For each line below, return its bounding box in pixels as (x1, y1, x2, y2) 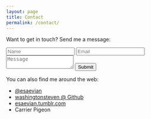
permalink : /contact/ (6, 20, 60, 25)
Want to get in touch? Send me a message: (6, 36, 111, 43)
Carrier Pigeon (14, 106, 51, 113)
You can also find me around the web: (6, 76, 99, 83)
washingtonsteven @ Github (14, 94, 84, 101)
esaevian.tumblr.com (14, 100, 66, 107)
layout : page (6, 8, 38, 15)
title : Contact (6, 14, 44, 20)
